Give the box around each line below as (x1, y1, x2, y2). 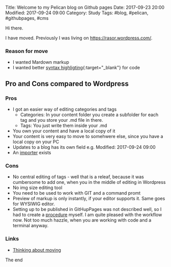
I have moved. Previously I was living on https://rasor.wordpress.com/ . (5, 35, 153, 41)
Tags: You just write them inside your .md (20, 122, 107, 128)
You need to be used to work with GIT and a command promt (12, 190, 141, 196)
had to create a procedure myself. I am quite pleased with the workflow (12, 211, 162, 218)
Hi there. (5, 25, 23, 31)
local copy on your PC (12, 139, 60, 145)
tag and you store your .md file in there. (20, 117, 103, 123)
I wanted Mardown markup (12, 59, 70, 65)
